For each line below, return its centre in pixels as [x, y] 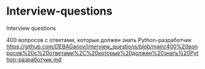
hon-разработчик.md [34, 59]
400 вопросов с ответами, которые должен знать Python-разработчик [99, 40]
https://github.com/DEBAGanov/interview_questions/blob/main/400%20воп [102, 46]
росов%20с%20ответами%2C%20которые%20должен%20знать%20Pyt [102, 53]
